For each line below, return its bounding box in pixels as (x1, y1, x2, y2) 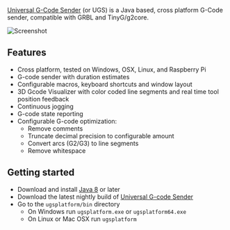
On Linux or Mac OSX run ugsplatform (27, 215, 137, 223)
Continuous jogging (17, 102, 74, 110)
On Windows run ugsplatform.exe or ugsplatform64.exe (27, 207, 186, 215)
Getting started (7, 167, 75, 179)
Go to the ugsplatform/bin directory (17, 199, 120, 208)
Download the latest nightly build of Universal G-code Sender (17, 192, 193, 201)
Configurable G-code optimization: (17, 117, 117, 125)
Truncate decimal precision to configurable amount (27, 131, 175, 140)
